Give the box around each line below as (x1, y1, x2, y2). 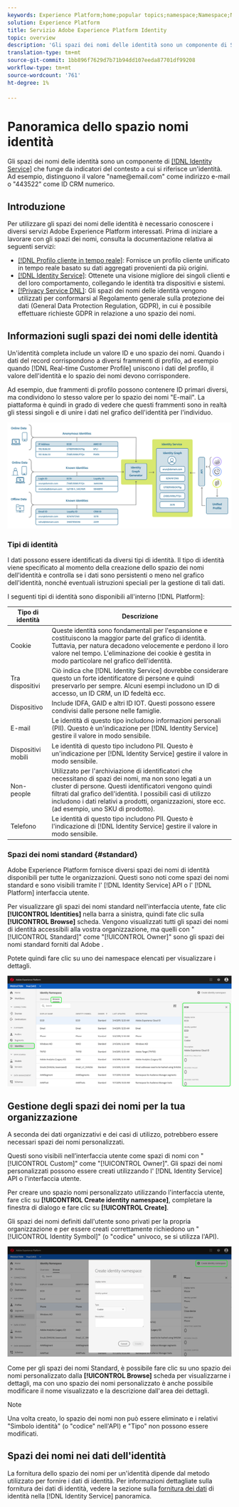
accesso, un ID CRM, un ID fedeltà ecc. (51, 689, 166, 697)
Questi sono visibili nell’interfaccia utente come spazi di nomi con (7, 1152, 199, 1160)
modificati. (7, 1429, 39, 1438)
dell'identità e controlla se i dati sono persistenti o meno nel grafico (7, 571, 205, 579)
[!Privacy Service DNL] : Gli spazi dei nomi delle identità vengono (17, 286, 208, 295)
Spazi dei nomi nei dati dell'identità (7, 1450, 166, 1462)
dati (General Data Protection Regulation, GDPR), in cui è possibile (17, 302, 211, 310)
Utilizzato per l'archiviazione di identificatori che (51, 766, 193, 775)
